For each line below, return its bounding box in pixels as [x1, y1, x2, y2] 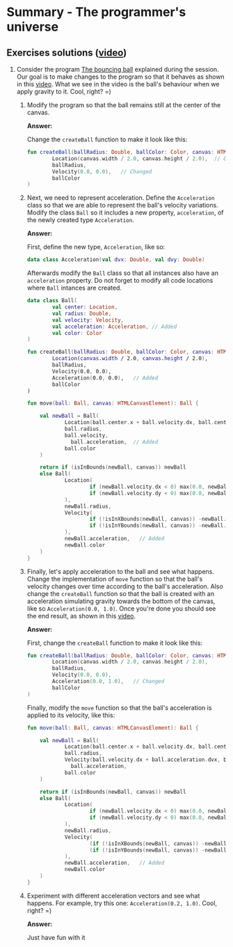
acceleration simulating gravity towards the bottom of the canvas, [26, 597, 216, 605]
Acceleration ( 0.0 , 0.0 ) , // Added [51, 374, 159, 382]
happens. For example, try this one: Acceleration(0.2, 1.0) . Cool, [26, 899, 217, 907]
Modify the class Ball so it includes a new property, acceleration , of [26, 208, 224, 217]
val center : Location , [51, 304, 118, 311]
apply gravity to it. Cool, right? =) [16, 88, 112, 95]
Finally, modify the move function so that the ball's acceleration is [26, 703, 212, 712]
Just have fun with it [26, 933, 86, 941]
